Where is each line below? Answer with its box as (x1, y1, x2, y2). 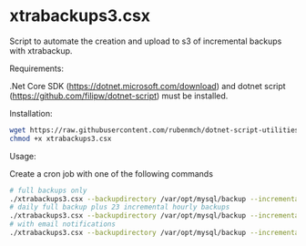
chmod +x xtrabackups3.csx (9, 134, 112, 143)
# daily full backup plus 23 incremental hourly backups (9, 202, 230, 212)
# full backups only (9, 186, 88, 195)
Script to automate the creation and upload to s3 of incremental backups (9, 36, 282, 46)
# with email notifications (9, 220, 117, 229)
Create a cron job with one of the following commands (9, 168, 214, 179)
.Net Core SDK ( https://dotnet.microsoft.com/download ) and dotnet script (9, 80, 286, 91)
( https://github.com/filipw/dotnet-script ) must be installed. (9, 90, 229, 101)
